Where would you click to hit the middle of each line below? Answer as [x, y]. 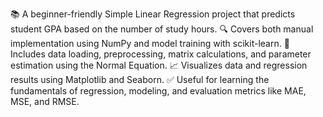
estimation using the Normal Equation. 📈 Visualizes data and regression [159, 65]
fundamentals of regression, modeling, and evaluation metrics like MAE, [158, 91]
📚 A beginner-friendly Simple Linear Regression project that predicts [153, 14]
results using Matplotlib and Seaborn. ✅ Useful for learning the [140, 79]
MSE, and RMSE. [45, 101]
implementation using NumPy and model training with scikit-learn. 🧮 [150, 43]
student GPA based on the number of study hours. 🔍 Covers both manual [162, 29]
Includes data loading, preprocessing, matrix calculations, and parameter [161, 54]
